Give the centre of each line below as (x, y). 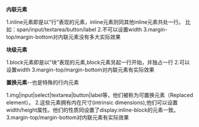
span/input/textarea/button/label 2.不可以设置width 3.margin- (92, 30)
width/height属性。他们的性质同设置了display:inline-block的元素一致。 (93, 110)
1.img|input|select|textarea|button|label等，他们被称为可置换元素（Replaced (100, 95)
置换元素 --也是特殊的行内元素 (43, 82)
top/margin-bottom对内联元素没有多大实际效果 (63, 37)
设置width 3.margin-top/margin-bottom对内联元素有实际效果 (80, 70)
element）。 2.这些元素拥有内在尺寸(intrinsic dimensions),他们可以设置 (92, 103)
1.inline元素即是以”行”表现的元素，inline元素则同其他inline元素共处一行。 (95, 22)
